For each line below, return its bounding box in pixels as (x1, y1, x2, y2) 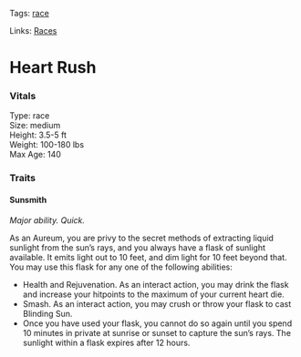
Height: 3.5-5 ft (9, 129, 67, 140)
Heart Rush (9, 57, 97, 78)
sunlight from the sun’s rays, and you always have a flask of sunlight (9, 241, 266, 253)
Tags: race (9, 8, 50, 18)
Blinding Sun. (22, 308, 73, 319)
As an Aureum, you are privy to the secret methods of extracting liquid (9, 232, 274, 243)
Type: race (9, 110, 50, 121)
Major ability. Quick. (9, 214, 85, 226)
